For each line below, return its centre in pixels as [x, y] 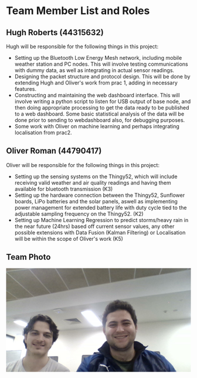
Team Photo [28, 257]
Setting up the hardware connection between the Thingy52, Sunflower [100, 195]
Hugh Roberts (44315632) [55, 33]
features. [26, 89]
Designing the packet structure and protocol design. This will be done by [102, 76]
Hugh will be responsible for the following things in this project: [82, 46]
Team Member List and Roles [78, 11]
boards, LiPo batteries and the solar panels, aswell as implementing [96, 201]
